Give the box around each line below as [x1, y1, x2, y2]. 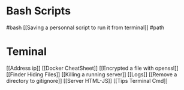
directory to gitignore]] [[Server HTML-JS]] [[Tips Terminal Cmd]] [6, 77, 168, 84]
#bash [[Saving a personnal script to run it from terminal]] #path [6, 24, 165, 31]
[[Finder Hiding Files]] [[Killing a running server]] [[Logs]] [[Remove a [6, 70, 177, 78]
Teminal [6, 45, 47, 58]
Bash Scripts [6, 4, 71, 18]
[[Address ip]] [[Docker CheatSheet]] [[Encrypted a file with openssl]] [6, 64, 179, 72]
